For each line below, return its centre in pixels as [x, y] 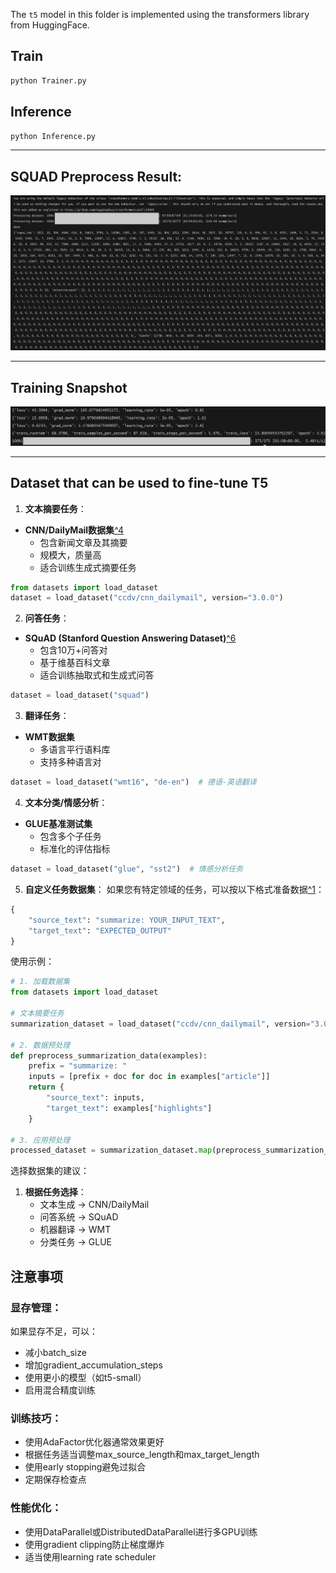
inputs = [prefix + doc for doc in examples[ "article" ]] [149, 1077]
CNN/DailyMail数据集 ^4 [74, 530]
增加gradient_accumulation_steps [93, 1365]
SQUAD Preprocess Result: [96, 176]
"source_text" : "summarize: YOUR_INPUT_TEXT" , [127, 920]
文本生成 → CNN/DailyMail [94, 1205]
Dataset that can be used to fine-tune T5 [139, 483]
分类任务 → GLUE [76, 1242]
